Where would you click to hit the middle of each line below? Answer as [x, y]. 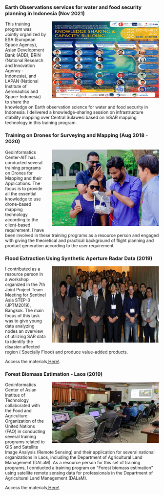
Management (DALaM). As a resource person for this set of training [73, 463]
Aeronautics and [21, 91]
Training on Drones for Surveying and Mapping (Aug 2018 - [77, 135]
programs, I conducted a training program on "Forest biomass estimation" [79, 468]
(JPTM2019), [18, 305]
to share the [17, 102]
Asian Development [25, 50]
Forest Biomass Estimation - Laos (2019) [54, 374]
